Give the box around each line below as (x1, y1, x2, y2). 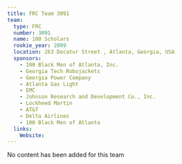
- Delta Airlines (19, 112, 70, 119)
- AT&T (19, 106, 39, 113)
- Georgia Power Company (19, 74, 91, 81)
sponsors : (13, 55, 42, 62)
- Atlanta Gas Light (19, 81, 79, 88)
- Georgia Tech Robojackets (19, 68, 100, 74)
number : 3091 (13, 29, 51, 37)
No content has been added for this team (7, 151, 125, 159)
